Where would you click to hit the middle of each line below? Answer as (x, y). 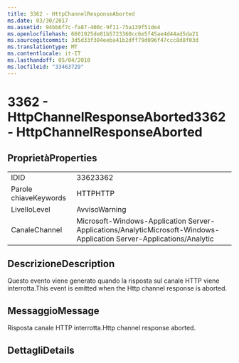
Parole (22, 189)
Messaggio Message (53, 311)
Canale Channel (37, 229)
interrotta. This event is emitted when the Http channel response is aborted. (117, 288)
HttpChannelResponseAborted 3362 (117, 117)
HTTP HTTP (96, 193)
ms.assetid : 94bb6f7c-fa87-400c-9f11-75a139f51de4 (84, 27)
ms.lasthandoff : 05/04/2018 (49, 60)
